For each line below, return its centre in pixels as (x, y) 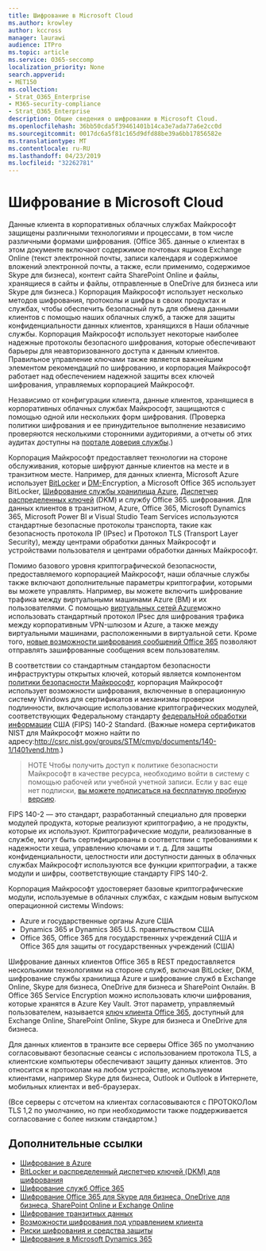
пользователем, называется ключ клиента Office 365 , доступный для (126, 1012)
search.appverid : (37, 75)
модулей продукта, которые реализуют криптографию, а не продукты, (128, 823)
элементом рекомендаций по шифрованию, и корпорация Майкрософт (130, 368)
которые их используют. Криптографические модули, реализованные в (130, 831)
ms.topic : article (39, 52)
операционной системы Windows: (66, 906)
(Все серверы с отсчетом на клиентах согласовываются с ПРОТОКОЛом (133, 1102)
